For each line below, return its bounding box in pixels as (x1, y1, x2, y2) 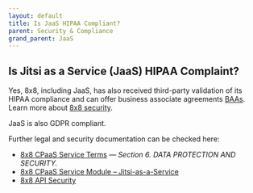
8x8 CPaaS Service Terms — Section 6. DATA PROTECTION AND (19, 150, 236, 160)
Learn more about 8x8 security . (8, 103, 113, 113)
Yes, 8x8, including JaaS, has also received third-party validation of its (8, 86, 243, 95)
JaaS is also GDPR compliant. (8, 119, 106, 128)
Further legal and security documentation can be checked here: (8, 134, 220, 144)
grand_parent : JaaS (8, 34, 74, 43)
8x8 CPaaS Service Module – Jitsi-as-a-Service (19, 167, 179, 177)
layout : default (8, 11, 63, 20)
